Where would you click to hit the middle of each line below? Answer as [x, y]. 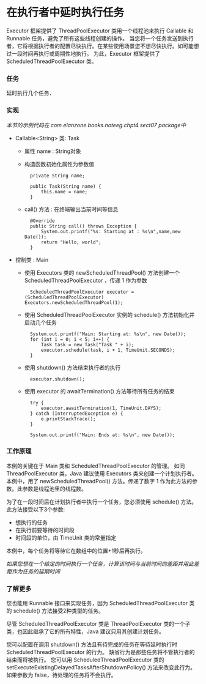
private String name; [57, 176]
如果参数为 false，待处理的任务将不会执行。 [61, 675]
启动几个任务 [40, 322]
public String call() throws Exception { [83, 226]
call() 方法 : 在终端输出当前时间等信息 [71, 209]
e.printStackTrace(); [68, 419]
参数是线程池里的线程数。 [54, 489]
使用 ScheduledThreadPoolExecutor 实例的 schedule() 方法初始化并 [109, 314]
